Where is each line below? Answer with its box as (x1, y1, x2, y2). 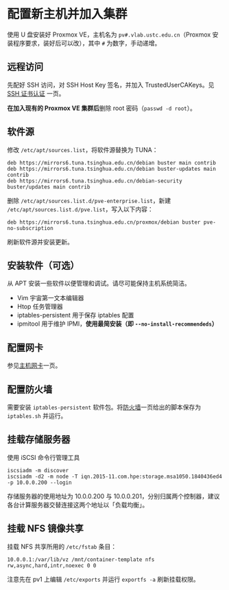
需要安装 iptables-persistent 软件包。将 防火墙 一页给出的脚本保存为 (7, 403, 201, 411)
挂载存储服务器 (7, 434, 71, 445)
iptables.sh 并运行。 (7, 412, 67, 420)
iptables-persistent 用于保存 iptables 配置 (16, 311, 134, 319)
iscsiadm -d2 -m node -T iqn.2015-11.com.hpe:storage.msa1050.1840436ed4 (7, 473, 223, 480)
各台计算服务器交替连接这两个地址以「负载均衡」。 (7, 501, 149, 509)
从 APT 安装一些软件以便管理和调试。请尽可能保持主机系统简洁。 (7, 280, 191, 288)
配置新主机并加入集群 (7, 6, 128, 22)
